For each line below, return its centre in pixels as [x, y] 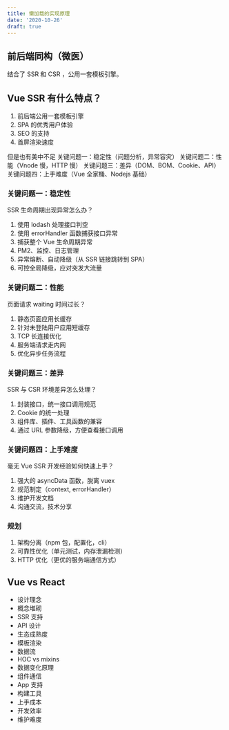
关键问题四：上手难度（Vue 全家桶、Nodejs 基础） [79, 174]
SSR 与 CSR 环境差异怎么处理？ [52, 389]
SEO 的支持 [33, 133]
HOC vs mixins [38, 659]
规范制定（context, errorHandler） [66, 489]
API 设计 [29, 626]
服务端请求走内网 [41, 345]
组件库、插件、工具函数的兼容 [59, 421]
